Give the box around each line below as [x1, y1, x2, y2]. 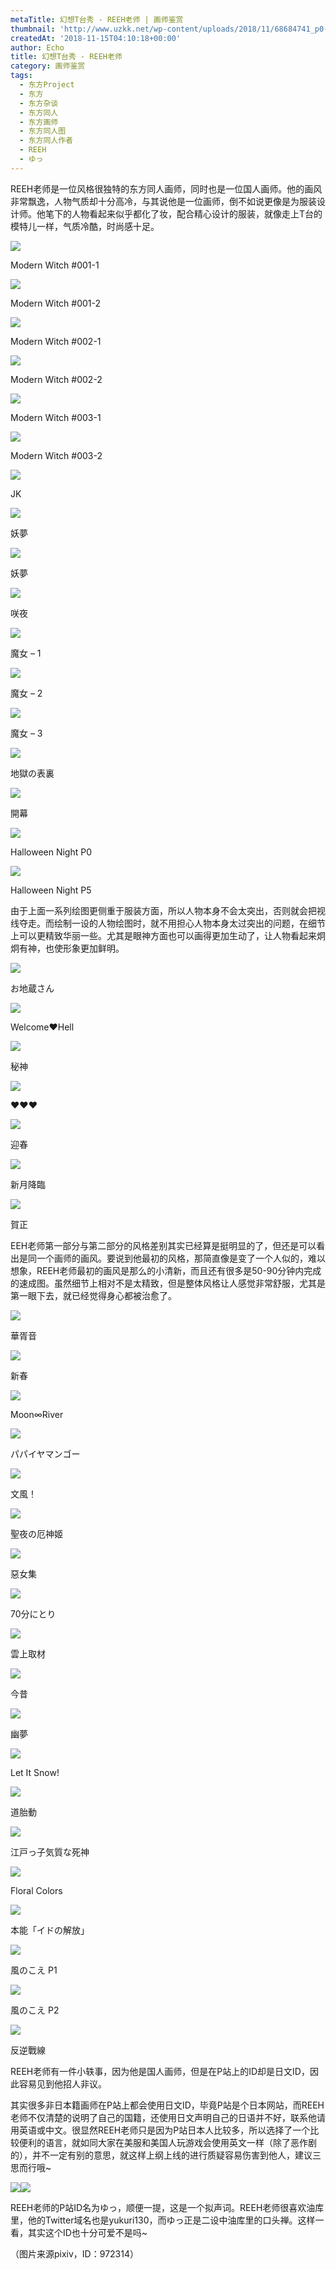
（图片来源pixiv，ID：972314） [10, 2247, 139, 2260]
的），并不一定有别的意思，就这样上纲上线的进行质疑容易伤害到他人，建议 [10, 2149, 313, 2161]
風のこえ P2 [10, 2004, 60, 2016]
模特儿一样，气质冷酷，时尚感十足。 [10, 220, 160, 232]
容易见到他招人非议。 [18, 2077, 107, 2090]
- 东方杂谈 [19, 98, 59, 108]
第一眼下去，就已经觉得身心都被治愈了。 [10, 1289, 177, 1301]
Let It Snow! [10, 1766, 60, 1778]
